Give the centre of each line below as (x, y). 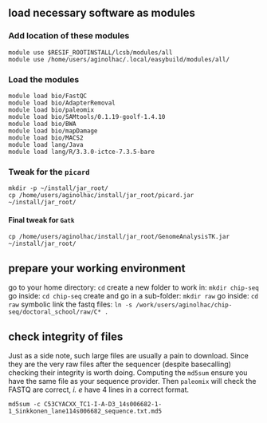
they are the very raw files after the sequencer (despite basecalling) (120, 364)
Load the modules (44, 79)
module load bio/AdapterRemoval (62, 103)
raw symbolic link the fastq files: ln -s (71, 304)
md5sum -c (25, 405)
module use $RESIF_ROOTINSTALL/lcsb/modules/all (90, 52)
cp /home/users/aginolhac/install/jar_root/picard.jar (101, 196)
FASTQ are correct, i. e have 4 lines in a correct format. (99, 389)
